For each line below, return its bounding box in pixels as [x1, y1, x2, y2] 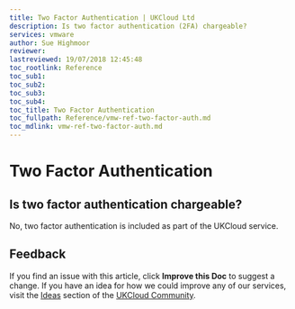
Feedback [9, 247, 67, 262]
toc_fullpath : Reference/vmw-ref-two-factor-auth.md [9, 114, 211, 123]
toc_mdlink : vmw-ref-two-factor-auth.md [9, 123, 164, 132]
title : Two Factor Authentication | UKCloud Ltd [9, 13, 195, 23]
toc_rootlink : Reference [9, 64, 103, 73]
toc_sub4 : [9, 96, 47, 106]
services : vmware [9, 30, 75, 39]
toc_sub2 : [9, 80, 47, 89]
